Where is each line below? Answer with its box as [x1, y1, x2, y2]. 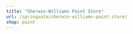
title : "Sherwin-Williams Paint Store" [6, 8, 104, 14]
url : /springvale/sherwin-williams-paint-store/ [6, 14, 128, 20]
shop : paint [6, 19, 35, 25]
